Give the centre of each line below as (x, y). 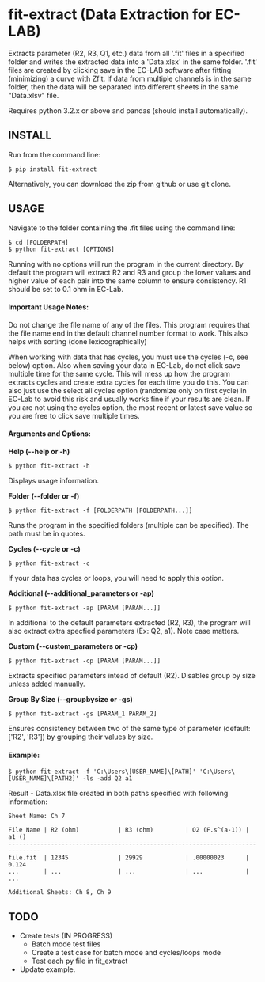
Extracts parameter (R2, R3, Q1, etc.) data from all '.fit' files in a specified (127, 53)
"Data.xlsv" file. (34, 95)
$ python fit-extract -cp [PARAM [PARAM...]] (84, 661)
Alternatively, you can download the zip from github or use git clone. (120, 184)
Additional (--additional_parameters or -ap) (81, 593)
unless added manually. (47, 684)
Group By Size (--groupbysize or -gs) (70, 699)
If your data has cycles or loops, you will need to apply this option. (116, 578)
